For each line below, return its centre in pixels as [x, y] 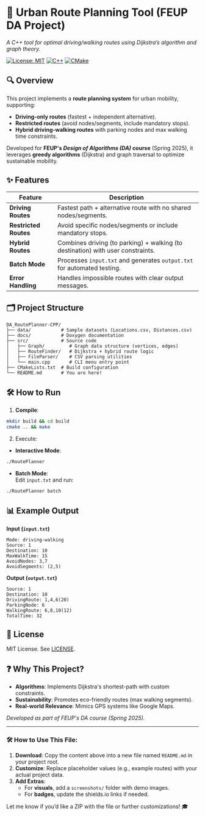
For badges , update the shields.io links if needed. [87, 794]
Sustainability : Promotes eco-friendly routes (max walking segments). [104, 700]
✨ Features [28, 180]
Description [127, 197]
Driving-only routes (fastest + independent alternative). [86, 117]
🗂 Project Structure [45, 308]
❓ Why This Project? [45, 669]
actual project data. [39, 775]
